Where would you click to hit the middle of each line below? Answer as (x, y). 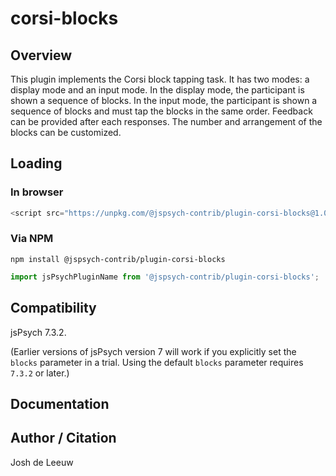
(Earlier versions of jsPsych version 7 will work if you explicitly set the (153, 351)
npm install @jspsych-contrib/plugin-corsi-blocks (118, 259)
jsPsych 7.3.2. (38, 332)
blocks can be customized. (66, 132)
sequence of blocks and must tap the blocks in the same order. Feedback (161, 111)
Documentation (60, 403)
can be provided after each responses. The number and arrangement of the (166, 121)
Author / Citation (63, 438)
